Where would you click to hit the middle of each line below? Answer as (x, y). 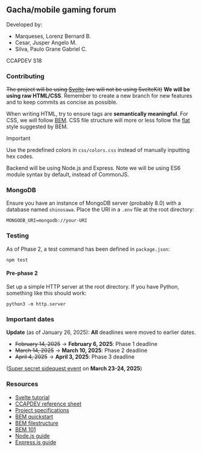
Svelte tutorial (32, 397)
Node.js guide (32, 436)
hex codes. (20, 157)
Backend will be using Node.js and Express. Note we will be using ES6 (93, 168)
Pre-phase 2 (22, 273)
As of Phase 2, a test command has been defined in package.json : (88, 249)
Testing (17, 236)
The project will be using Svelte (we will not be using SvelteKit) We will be (98, 89)
